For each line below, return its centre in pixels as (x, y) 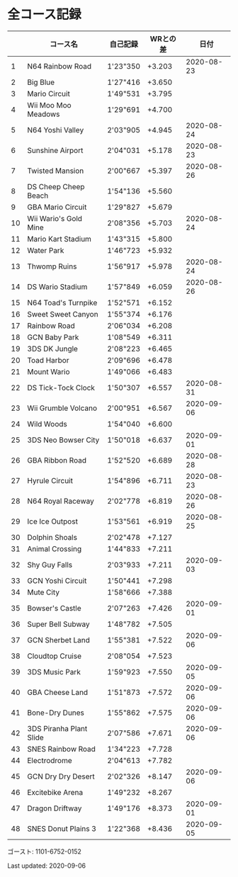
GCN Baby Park (53, 337)
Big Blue (41, 82)
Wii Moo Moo (50, 105)
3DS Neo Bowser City (63, 440)
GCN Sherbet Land (58, 640)
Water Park (46, 250)
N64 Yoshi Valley (56, 130)
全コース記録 (44, 15)
